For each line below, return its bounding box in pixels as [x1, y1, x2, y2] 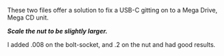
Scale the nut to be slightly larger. [7, 27, 108, 35]
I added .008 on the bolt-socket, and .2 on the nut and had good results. [7, 41, 216, 48]
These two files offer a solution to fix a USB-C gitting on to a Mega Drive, [7, 6, 218, 14]
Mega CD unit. [7, 13, 49, 22]
